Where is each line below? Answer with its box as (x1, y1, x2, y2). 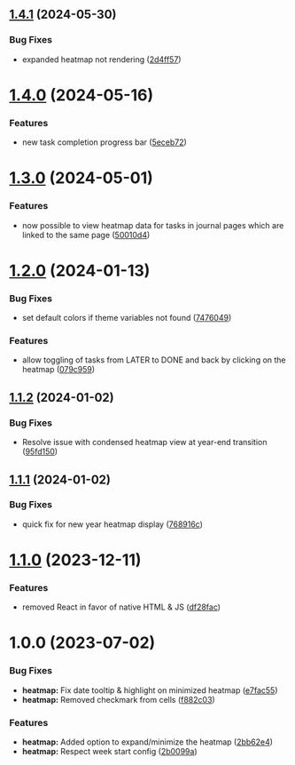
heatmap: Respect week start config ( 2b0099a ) (21, 746, 198, 757)
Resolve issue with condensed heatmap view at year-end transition (21, 437, 268, 448)
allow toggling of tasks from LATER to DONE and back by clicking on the (21, 355, 286, 365)
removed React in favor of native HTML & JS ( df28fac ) (21, 602, 221, 612)
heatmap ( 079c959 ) (21, 364, 96, 375)
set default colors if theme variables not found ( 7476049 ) (21, 313, 232, 323)
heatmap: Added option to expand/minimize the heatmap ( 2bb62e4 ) (21, 737, 273, 747)
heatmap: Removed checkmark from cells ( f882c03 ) (21, 694, 215, 705)
